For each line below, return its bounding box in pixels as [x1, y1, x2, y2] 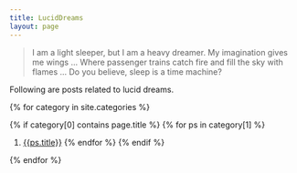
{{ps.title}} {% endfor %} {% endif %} [22, 137, 165, 148]
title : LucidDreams [9, 13, 84, 23]
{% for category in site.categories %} [9, 101, 151, 112]
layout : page [9, 22, 59, 31]
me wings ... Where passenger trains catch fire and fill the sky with [31, 56, 283, 67]
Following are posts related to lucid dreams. [9, 84, 175, 95]
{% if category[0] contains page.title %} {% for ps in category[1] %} [9, 119, 266, 130]
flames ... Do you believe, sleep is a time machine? [31, 66, 222, 77]
